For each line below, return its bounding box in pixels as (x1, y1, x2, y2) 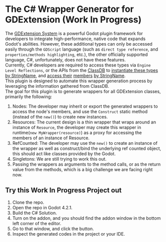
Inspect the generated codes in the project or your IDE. (12, 231, 125, 237)
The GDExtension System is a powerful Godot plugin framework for (5, 30, 143, 36)
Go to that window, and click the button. (12, 226, 94, 232)
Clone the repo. (12, 199, 45, 205)
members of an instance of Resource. (12, 135, 90, 141)
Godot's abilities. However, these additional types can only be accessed (5, 41, 153, 47)
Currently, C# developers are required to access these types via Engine (5, 62, 151, 68)
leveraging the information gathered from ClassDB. (5, 83, 109, 89)
